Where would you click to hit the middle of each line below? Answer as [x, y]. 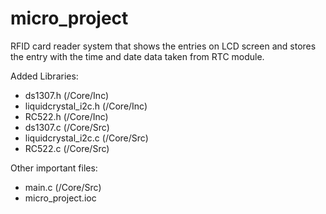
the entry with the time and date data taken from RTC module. [137, 56]
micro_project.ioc [60, 198]
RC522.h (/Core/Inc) [66, 116]
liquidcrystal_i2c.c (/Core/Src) [86, 138]
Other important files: [54, 168]
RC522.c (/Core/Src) [67, 148]
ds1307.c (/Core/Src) [67, 127]
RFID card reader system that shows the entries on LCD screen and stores [163, 46]
